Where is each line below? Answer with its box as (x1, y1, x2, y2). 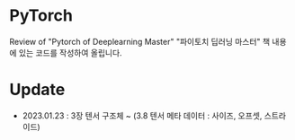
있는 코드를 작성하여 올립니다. (18, 47, 123, 58)
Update (9, 80, 66, 100)
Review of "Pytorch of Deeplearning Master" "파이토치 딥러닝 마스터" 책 (9, 36, 271, 47)
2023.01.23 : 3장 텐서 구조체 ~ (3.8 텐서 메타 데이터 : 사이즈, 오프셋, (22, 109, 263, 121)
